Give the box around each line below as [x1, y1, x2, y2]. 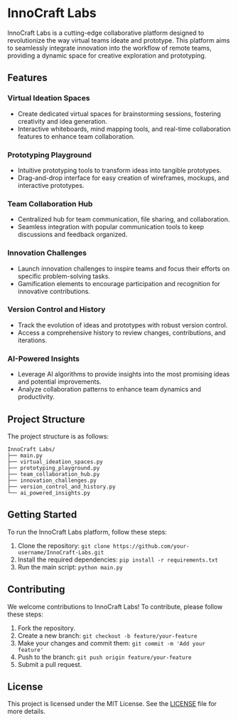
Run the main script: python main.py [17, 562, 123, 571]
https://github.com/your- [112, 542, 190, 549]
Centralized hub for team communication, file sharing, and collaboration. [17, 215, 230, 223]
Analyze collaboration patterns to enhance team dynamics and [17, 385, 201, 394]
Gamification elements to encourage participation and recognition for [17, 279, 220, 288]
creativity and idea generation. [17, 117, 108, 125]
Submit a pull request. [17, 660, 82, 668]
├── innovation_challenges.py [7, 477, 97, 484]
